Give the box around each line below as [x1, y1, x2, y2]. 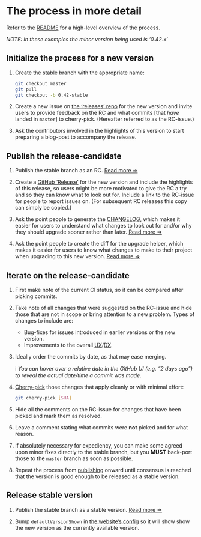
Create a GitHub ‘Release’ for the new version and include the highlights [14, 178, 193, 186]
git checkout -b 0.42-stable [14, 92, 88, 98]
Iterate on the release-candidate [6, 270, 130, 281]
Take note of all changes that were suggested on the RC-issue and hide [14, 305, 193, 311]
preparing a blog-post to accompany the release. [14, 133, 137, 141]
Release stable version [6, 490, 93, 500]
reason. [14, 430, 34, 437]
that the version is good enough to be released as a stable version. [14, 473, 180, 480]
